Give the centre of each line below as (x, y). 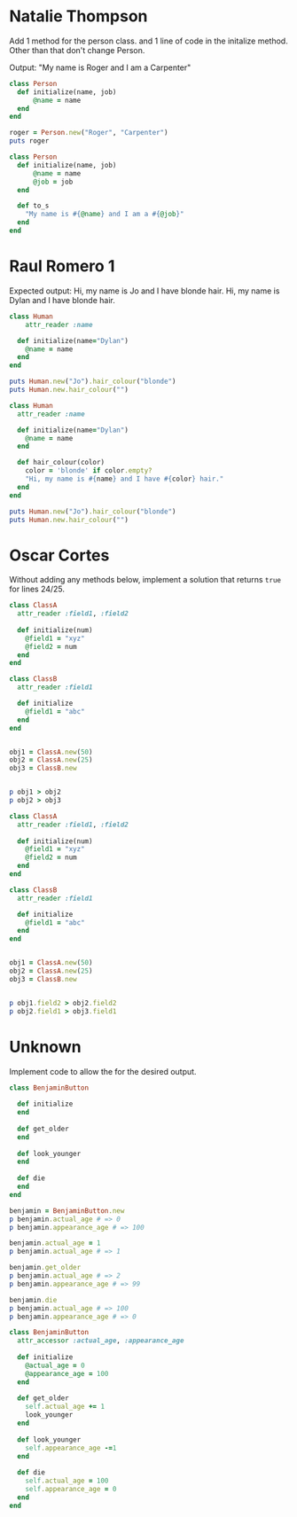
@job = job (53, 182)
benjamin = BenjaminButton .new (67, 1211)
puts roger (29, 141)
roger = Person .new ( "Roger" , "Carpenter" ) (89, 133)
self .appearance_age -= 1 (71, 1448)
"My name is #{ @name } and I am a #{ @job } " (105, 215)
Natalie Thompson (78, 16)
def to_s (33, 206)
